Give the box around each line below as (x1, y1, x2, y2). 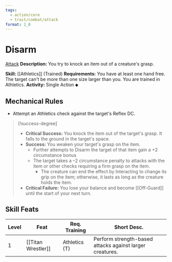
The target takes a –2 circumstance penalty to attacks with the (33, 157, 165, 164)
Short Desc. (114, 224, 144, 231)
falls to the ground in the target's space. (25, 136, 110, 142)
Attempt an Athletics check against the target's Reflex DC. (12, 111, 136, 116)
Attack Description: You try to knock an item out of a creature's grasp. (5, 61, 155, 67)
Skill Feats (5, 205, 39, 214)
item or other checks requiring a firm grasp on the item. (33, 163, 150, 169)
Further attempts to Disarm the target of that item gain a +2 (33, 147, 158, 153)
